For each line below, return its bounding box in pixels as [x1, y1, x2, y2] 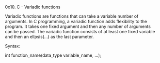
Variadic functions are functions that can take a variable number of [5, 13, 139, 19]
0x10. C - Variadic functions [5, 4, 61, 10]
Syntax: [5, 43, 20, 49]
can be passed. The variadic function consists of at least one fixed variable [5, 29, 155, 34]
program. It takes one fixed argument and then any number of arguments [5, 24, 151, 29]
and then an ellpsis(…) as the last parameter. [5, 34, 94, 39]
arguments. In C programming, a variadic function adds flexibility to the [5, 19, 147, 24]
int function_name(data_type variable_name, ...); [5, 52, 101, 58]
